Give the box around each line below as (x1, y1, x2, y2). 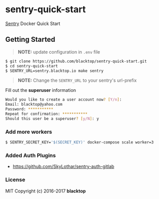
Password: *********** (5, 107, 54, 112)
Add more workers (5, 128, 52, 135)
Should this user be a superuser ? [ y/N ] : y (5, 116, 99, 121)
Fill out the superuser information (5, 87, 76, 93)
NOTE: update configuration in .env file (17, 48, 100, 55)
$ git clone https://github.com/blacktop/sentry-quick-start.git (5, 59, 147, 64)
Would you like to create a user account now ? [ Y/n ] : (5, 97, 122, 103)
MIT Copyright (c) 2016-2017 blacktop (5, 188, 86, 194)
